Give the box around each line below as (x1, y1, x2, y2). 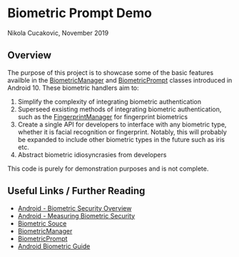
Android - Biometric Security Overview (17, 203, 132, 212)
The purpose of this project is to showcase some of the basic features (7, 68, 214, 76)
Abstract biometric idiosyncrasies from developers (17, 150, 167, 158)
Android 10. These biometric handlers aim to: (7, 84, 139, 92)
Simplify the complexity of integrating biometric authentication (17, 97, 202, 106)
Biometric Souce (17, 219, 67, 228)
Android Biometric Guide (17, 241, 91, 251)
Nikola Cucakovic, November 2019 (7, 29, 109, 37)
